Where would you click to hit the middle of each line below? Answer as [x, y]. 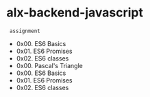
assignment [25, 31]
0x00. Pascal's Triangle [49, 65]
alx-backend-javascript [75, 13]
